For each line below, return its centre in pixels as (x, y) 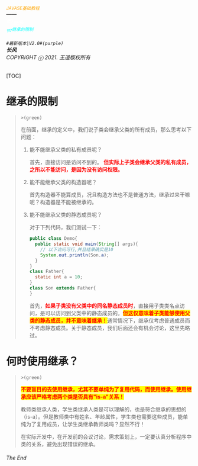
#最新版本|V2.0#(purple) (35, 43)
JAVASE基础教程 (23, 8)
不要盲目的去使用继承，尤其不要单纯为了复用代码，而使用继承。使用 (103, 389)
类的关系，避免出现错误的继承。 (59, 444)
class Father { (47, 272)
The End (16, 458)
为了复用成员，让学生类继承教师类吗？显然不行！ (85, 424)
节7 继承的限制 (20, 30)
